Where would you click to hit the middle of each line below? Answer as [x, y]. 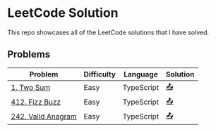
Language [140, 74]
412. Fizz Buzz [36, 102]
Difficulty [100, 74]
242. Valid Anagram [44, 117]
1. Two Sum [31, 88]
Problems [29, 54]
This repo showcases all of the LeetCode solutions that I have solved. [108, 32]
